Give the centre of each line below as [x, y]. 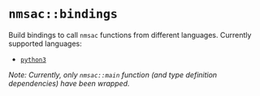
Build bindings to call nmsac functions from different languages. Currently [130, 35]
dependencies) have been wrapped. [69, 83]
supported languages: [45, 44]
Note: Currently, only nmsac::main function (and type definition [113, 74]
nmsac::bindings [63, 14]
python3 [33, 60]
